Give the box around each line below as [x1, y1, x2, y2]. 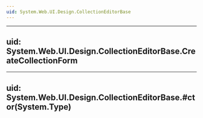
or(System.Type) [6, 102, 71, 112]
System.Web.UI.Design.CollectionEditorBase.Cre [6, 46, 196, 57]
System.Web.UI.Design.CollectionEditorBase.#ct [6, 92, 195, 102]
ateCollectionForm [6, 55, 78, 66]
